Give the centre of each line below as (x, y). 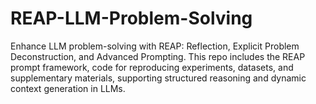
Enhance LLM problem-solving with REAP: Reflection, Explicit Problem (155, 46)
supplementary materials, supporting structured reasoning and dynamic (158, 78)
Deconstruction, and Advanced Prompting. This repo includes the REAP (158, 56)
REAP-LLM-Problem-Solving (131, 18)
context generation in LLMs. (68, 88)
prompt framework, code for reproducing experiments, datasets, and (152, 67)
